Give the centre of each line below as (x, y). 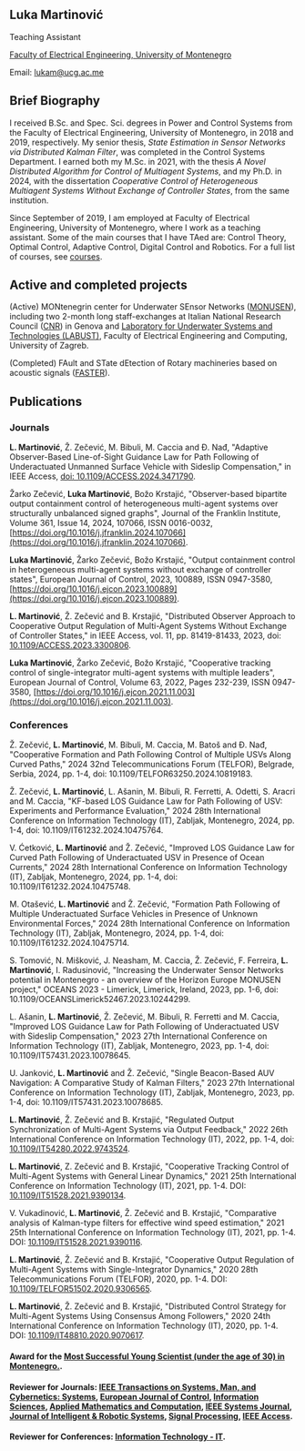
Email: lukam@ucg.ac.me (57, 72)
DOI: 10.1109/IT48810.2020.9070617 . (77, 1335)
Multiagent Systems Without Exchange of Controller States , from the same (149, 190)
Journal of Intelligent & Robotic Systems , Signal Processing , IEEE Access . (151, 1415)
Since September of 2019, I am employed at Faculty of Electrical (130, 218)
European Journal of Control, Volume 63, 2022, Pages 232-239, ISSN (140, 683)
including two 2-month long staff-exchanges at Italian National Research (145, 317)
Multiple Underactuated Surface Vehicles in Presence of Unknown (133, 914)
